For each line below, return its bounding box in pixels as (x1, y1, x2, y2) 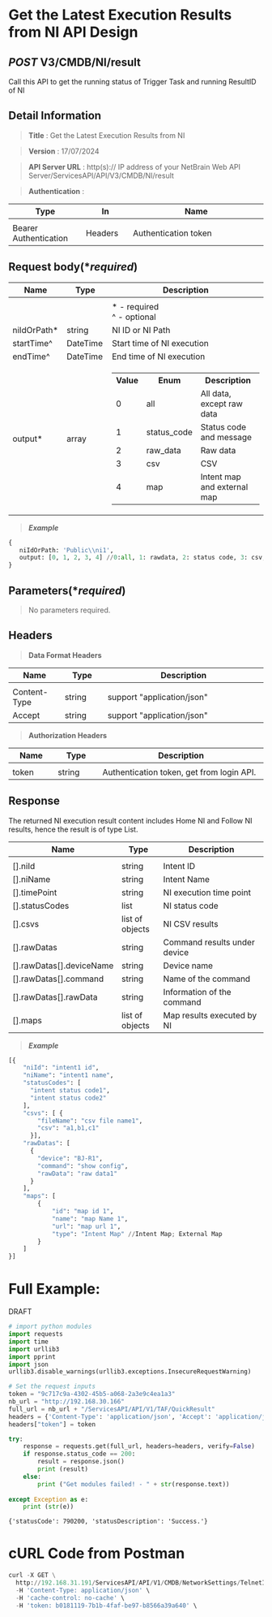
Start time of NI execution (112, 337, 209, 348)
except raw (200, 398, 243, 409)
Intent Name (163, 873, 210, 884)
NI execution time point (163, 887, 251, 898)
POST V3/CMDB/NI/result (8, 55, 142, 69)
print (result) (37, 1465, 89, 1473)
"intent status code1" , (29, 1087, 111, 1095)
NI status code (163, 900, 219, 911)
